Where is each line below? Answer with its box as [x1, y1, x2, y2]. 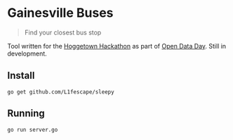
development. [7, 49, 47, 58]
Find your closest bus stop [24, 28, 102, 37]
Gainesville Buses [7, 5, 114, 21]
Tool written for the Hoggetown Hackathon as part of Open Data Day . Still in [7, 42, 227, 50]
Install [7, 70, 35, 82]
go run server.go [7, 126, 58, 133]
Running [7, 108, 46, 120]
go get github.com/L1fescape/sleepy [7, 88, 114, 96]
